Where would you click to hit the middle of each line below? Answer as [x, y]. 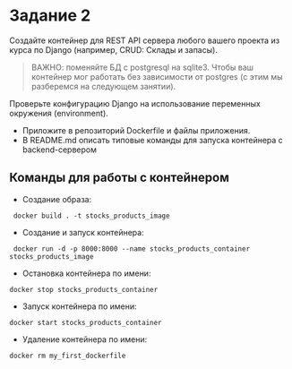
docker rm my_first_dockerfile [68, 356]
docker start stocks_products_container [86, 322]
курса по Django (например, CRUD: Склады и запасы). [113, 49]
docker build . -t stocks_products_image [91, 216]
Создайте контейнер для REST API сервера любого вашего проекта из [145, 40]
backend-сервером [59, 150]
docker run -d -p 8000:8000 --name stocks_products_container [132, 249]
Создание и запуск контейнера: [83, 232]
